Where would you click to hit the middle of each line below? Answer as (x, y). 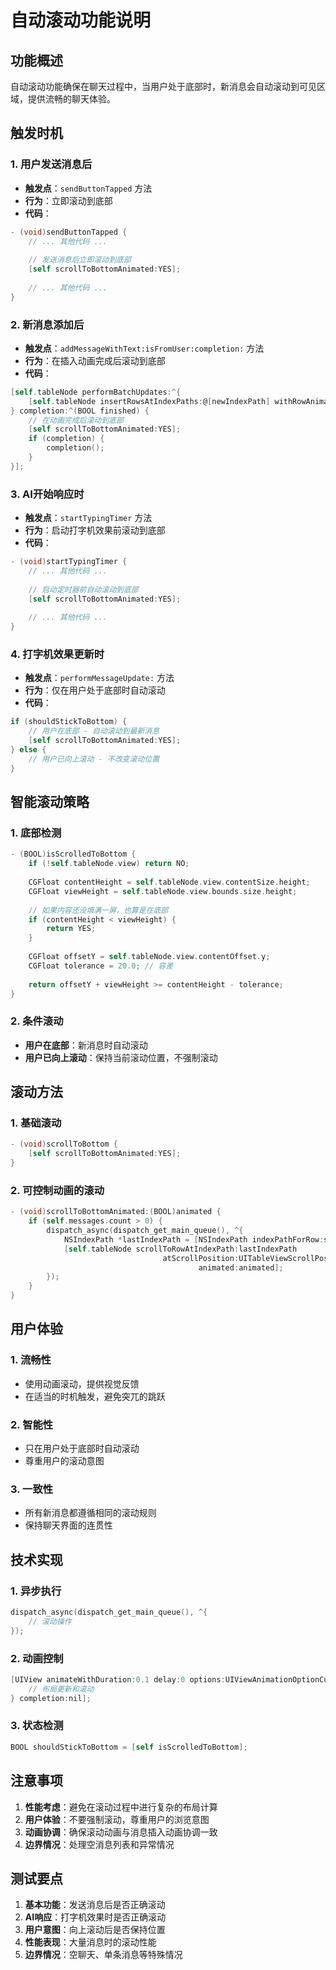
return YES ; (71, 929)
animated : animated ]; (241, 1267)
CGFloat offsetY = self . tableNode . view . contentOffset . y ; (149, 957)
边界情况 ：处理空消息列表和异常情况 (99, 1844)
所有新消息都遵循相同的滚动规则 (90, 1513)
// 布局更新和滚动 (61, 1689)
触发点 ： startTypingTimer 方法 (88, 518)
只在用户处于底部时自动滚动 (82, 1448)
